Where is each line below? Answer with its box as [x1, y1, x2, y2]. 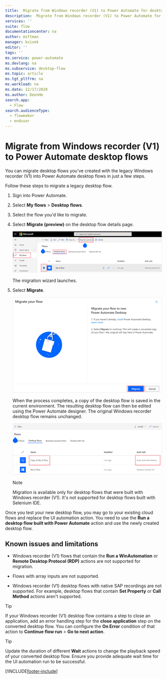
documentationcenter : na [5, 29, 57, 34]
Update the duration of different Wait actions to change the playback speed [5, 648, 161, 654]
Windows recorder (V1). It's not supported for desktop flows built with [12, 494, 156, 500]
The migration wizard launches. [12, 277, 77, 284]
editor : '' [5, 45, 28, 50]
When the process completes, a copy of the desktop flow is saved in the [12, 397, 161, 404]
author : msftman [5, 34, 39, 39]
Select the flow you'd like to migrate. [12, 212, 87, 218]
